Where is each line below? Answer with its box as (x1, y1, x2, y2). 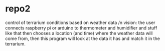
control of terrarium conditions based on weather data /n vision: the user (5, 19, 155, 25)
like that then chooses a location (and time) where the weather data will (5, 30, 153, 36)
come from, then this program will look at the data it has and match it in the (5, 35, 160, 41)
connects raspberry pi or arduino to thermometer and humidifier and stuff (5, 24, 157, 30)
